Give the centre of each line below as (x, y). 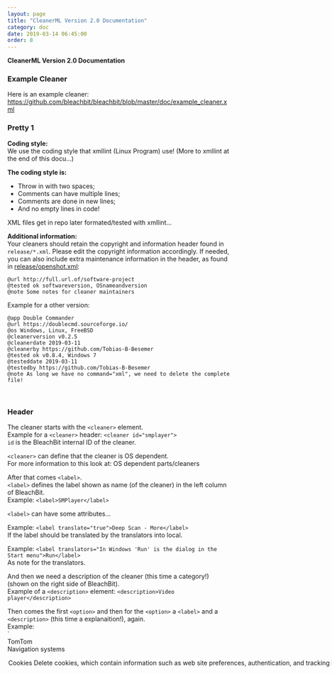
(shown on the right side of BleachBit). (63, 584)
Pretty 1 (21, 128)
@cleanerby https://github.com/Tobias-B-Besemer (81, 349)
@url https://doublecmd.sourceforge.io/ (68, 324)
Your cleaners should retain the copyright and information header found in (116, 244)
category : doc (28, 27)
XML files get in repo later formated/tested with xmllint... (90, 222)
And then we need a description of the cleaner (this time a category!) (108, 577)
